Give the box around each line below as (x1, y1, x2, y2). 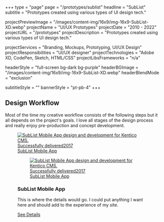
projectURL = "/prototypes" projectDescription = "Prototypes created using (5, 30, 159, 35)
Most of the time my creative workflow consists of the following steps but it (5, 112, 158, 118)
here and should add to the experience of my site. (17, 202, 119, 208)
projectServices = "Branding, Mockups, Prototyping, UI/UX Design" (5, 44, 142, 50)
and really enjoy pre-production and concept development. (5, 122, 125, 128)
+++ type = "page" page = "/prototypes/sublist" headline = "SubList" (5, 4, 146, 10)
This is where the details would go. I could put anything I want (17, 197, 143, 203)
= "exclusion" (5, 75, 33, 81)
